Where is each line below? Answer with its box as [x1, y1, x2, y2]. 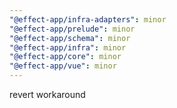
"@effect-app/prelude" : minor [9, 24, 136, 34]
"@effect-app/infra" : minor [9, 42, 127, 53]
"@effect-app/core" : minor [9, 52, 122, 62]
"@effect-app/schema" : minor [9, 33, 131, 43]
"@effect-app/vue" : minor [9, 61, 117, 71]
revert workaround [9, 89, 86, 100]
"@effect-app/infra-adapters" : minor [9, 14, 167, 25]
